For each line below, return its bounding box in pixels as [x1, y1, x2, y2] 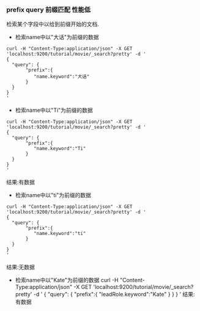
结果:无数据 [6, 263, 35, 271]
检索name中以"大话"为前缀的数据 [15, 34, 99, 41]
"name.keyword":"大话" [33, 73, 90, 80]
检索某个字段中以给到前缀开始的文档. [6, 20, 100, 28]
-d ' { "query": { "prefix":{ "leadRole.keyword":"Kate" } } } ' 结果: [33, 291, 195, 298]
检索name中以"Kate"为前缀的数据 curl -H [15, 277, 119, 284]
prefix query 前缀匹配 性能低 [6, 5, 91, 13]
